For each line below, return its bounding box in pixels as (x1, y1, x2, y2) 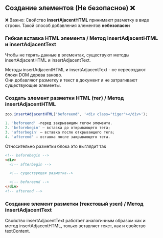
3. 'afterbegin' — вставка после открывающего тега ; (5, 130, 115, 135)
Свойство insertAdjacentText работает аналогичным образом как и (5, 218, 146, 224)
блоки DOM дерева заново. (5, 72, 63, 78)
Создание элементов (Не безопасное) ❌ (5, 4, 135, 12)
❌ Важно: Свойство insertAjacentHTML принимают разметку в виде (5, 17, 149, 23)
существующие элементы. (5, 82, 61, 88)
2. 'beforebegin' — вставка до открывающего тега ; (5, 125, 111, 131)
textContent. (5, 228, 30, 234)
